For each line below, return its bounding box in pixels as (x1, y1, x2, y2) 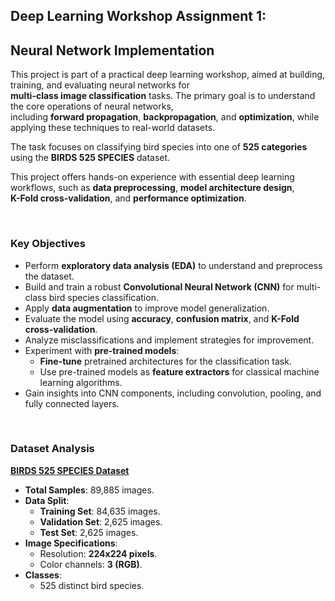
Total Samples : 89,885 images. (24, 484, 155, 496)
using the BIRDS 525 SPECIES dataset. (10, 152, 171, 164)
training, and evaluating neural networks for (10, 79, 191, 91)
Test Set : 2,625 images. (39, 526, 139, 538)
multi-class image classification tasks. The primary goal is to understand (10, 90, 316, 102)
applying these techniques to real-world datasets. (10, 122, 216, 134)
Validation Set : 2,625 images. (39, 515, 163, 528)
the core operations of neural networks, (10, 100, 174, 113)
